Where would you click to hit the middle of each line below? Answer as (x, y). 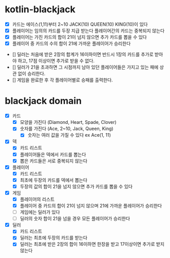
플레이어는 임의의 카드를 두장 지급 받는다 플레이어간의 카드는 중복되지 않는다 (88, 31)
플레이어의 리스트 (37, 199)
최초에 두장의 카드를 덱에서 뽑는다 (54, 180)
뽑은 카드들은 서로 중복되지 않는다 (54, 161)
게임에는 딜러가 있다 (40, 212)
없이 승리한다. (32, 74)
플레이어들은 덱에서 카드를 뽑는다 (53, 154)
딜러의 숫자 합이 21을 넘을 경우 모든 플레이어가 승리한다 (75, 219)
